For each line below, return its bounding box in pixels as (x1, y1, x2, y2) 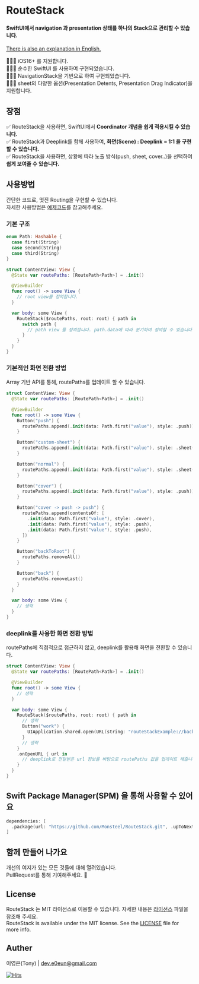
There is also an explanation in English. (6, 45, 101, 52)
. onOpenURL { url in (17, 751, 68, 757)
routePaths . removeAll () (21, 554, 81, 560)
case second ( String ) (11, 245, 62, 251)
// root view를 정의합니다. (17, 294, 79, 300)
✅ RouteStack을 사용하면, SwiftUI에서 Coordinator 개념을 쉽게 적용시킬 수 (6, 123, 180, 131)
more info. (6, 926, 31, 933)
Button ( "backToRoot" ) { (17, 549, 76, 555)
